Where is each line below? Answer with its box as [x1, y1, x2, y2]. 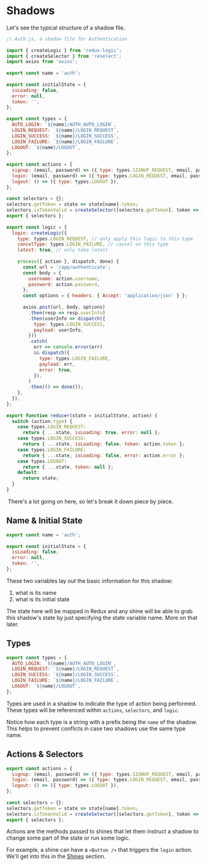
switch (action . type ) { [12, 418, 72, 424]
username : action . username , [28, 276, 100, 282]
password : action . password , [28, 281, 100, 287]
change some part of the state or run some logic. [6, 834, 131, 841]
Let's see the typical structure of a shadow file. [6, 24, 126, 31]
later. [6, 621, 20, 628]
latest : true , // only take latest [17, 247, 109, 253]
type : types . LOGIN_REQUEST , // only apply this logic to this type [17, 236, 193, 242]
